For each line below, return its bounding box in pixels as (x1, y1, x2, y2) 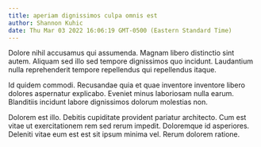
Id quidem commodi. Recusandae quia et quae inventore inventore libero (8, 80, 246, 90)
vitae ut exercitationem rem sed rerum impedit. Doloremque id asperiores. (8, 121, 250, 131)
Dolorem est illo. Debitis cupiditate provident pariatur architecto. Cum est (8, 113, 247, 122)
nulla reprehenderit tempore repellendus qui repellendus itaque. (8, 65, 217, 75)
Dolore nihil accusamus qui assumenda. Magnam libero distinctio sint (8, 48, 235, 58)
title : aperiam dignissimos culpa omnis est (8, 11, 158, 20)
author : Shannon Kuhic (8, 19, 83, 27)
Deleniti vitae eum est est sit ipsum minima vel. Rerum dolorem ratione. (8, 130, 240, 139)
